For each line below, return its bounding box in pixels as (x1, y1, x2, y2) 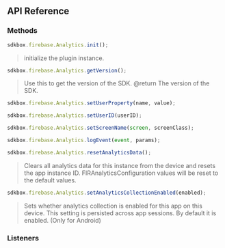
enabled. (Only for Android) (23, 216, 101, 224)
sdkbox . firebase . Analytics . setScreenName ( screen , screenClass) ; (7, 124, 194, 132)
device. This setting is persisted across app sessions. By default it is (23, 208, 217, 217)
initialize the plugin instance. (23, 54, 105, 62)
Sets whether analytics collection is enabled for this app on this (23, 202, 203, 210)
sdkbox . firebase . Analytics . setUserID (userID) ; (7, 112, 142, 119)
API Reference (7, 5, 70, 17)
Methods (7, 26, 38, 36)
